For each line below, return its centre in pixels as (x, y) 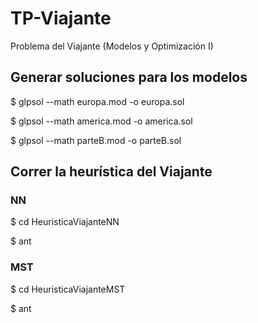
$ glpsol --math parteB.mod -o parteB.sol (96, 140)
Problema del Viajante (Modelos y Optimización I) (112, 46)
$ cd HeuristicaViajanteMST (68, 289)
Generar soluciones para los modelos (129, 77)
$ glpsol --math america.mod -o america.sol (101, 121)
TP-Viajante (61, 18)
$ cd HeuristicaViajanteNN (65, 222)
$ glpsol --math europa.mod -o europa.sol (97, 101)
